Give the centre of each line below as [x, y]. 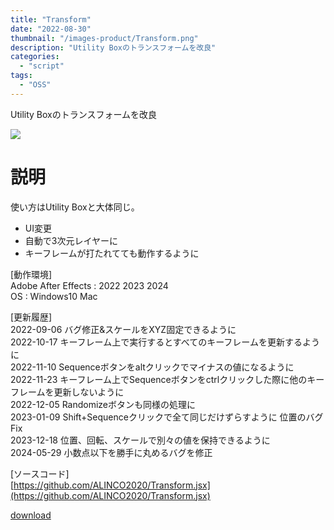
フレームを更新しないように [67, 392]
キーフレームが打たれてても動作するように [112, 253]
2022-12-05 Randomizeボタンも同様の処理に [103, 404]
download [31, 515]
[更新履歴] [31, 317]
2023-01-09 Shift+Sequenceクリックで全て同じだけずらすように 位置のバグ [167, 417]
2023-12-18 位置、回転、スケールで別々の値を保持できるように [140, 440]
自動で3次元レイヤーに [71, 240]
